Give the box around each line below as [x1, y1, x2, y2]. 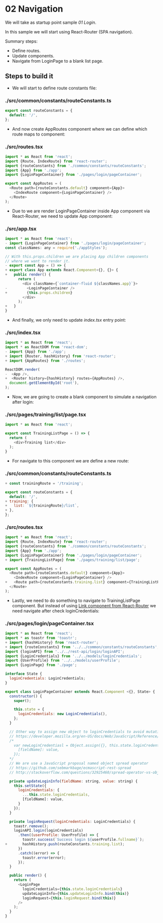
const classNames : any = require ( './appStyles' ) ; [5, 245, 108, 250]
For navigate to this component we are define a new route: [12, 458, 130, 463]
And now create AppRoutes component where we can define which [12, 126, 147, 132]
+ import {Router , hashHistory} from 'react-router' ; [5, 354, 116, 359]
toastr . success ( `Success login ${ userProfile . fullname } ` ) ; [22, 837, 145, 842]
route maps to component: [12, 131, 65, 137]
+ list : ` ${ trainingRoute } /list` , [5, 503, 79, 508]
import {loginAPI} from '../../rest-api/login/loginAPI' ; [5, 649, 125, 654]
